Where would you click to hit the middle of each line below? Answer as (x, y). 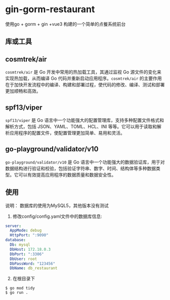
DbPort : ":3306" (27, 254)
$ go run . (17, 293)
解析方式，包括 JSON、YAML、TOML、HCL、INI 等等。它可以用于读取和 (81, 126)
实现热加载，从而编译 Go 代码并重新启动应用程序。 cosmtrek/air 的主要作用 (83, 78)
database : (16, 240)
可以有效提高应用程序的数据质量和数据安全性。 (67, 175)
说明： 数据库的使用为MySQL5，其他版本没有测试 (57, 205)
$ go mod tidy (20, 288)
